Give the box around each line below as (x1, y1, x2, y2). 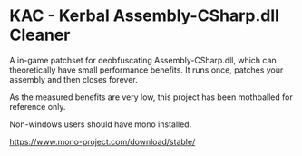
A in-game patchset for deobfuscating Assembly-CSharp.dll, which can (9, 54, 277, 65)
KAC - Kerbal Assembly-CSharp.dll (9, 5, 279, 26)
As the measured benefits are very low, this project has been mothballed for (9, 92, 293, 102)
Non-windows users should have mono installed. (9, 119, 192, 130)
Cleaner (9, 24, 71, 45)
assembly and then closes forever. (9, 73, 138, 84)
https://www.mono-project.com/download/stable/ (9, 136, 196, 147)
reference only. (9, 101, 66, 112)
